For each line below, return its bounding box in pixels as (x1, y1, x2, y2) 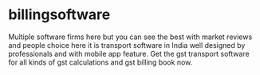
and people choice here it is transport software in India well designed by (8, 40, 246, 49)
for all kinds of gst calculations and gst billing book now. (8, 57, 193, 67)
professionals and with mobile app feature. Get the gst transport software (8, 49, 250, 58)
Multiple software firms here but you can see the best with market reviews (8, 32, 253, 41)
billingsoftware (8, 6, 111, 24)
